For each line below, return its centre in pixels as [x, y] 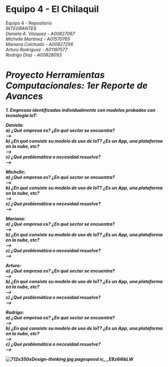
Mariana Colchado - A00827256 [39, 44]
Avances [24, 96]
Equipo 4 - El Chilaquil [52, 9]
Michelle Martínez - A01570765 [38, 39]
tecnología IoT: [21, 115]
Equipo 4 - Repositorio [29, 23]
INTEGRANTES [21, 28]
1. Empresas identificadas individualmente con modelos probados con [80, 110]
